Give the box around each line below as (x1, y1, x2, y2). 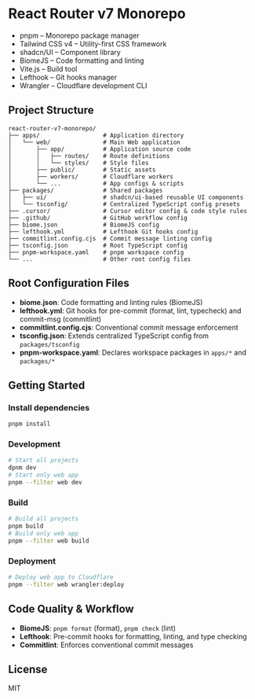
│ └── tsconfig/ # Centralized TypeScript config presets (8, 200, 241, 208)
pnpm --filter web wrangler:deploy (8, 580, 125, 588)
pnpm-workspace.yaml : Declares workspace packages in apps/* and (19, 348, 247, 357)
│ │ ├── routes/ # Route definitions (8, 152, 170, 160)
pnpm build (8, 522, 44, 531)
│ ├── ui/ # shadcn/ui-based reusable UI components (8, 193, 244, 201)
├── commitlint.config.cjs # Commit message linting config (8, 234, 213, 242)
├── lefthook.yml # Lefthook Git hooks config (8, 227, 199, 236)
